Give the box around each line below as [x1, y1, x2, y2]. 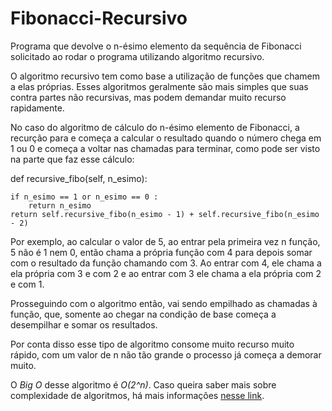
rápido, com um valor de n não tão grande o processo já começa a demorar [10, 348, 322, 361]
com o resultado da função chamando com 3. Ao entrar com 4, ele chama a [10, 257, 322, 269]
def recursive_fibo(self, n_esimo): [10, 172, 148, 184]
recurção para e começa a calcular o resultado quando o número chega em [10, 132, 322, 144]
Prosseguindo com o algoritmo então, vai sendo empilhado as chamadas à [10, 297, 318, 309]
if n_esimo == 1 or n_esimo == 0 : [10, 192, 159, 202]
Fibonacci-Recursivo [10, 7, 188, 30]
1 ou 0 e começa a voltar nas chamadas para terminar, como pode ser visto [10, 142, 321, 154]
